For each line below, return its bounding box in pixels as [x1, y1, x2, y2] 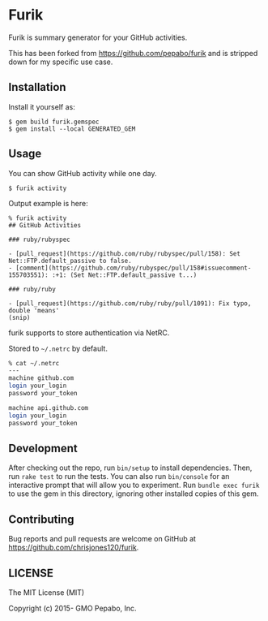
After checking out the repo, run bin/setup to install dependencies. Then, [8, 463, 253, 472]
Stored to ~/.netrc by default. [8, 343, 108, 353]
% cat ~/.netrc [8, 359, 60, 367]
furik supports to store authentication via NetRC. [8, 327, 170, 338]
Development [8, 441, 79, 455]
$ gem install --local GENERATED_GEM [8, 124, 136, 133]
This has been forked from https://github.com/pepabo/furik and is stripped [8, 48, 258, 58]
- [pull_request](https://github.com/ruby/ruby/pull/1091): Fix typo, [8, 299, 252, 308]
